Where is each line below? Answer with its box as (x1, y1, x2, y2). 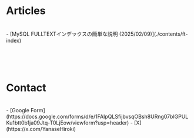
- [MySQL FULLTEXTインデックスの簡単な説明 (6, 30, 118, 37)
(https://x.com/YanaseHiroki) (6, 125, 76, 132)
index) (6, 37, 22, 44)
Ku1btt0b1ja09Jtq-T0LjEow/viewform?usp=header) (6, 119, 129, 126)
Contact (6, 81, 46, 95)
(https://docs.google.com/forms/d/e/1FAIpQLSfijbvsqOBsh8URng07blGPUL (6, 113, 189, 120)
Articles (6, 4, 46, 18)
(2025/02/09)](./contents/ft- (119, 30, 188, 37)
